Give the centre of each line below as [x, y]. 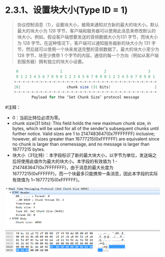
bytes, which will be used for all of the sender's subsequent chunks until [85, 129]
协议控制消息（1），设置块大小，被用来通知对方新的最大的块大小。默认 [88, 25]
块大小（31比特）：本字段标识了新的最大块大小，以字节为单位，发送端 [82, 155]
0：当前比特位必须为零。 [37, 118]
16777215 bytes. [28, 149]
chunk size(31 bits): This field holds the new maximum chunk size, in [82, 123]
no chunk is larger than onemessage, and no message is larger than [81, 144]
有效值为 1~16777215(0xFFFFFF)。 [47, 180]
